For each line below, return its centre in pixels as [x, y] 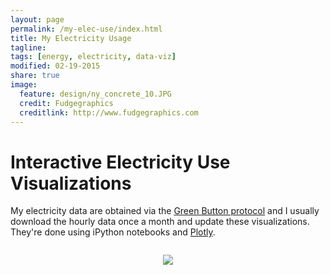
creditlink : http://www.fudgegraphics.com [109, 112]
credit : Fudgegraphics [66, 103]
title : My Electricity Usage [71, 38]
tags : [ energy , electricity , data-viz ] [93, 57]
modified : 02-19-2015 [55, 66]
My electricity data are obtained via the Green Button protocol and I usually [165, 211]
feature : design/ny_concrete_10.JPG [95, 94]
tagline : [28, 47]
